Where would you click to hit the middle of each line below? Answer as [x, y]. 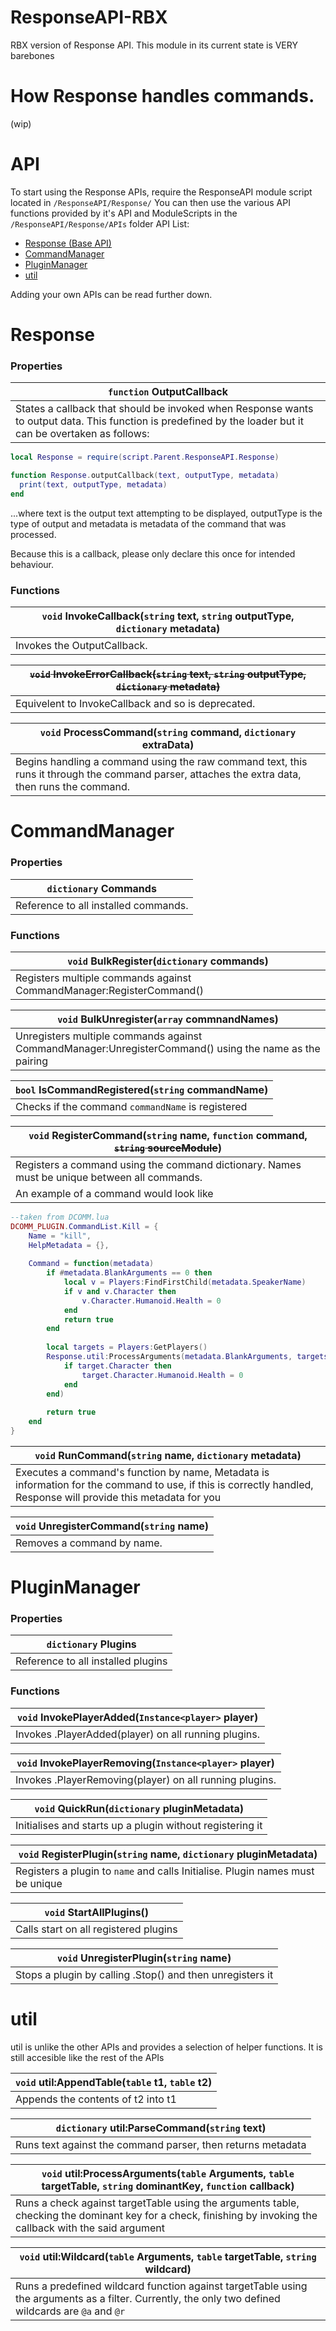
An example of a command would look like [114, 1193]
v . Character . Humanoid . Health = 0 [151, 1301]
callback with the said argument [90, 2228]
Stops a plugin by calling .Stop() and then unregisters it [144, 1974]
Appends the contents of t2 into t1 [96, 2099]
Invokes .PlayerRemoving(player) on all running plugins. [146, 1779]
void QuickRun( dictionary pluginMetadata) [139, 1808]
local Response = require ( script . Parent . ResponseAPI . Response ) [145, 457]
